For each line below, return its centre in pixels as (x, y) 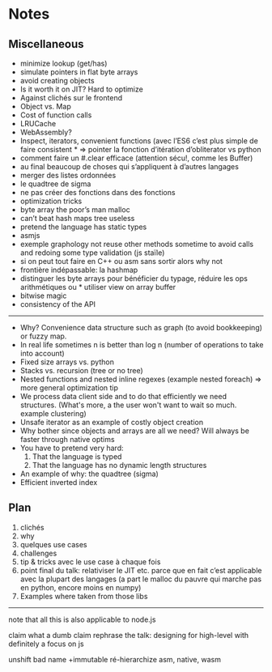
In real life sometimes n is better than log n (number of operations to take (142, 345)
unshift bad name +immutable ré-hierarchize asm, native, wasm (115, 659)
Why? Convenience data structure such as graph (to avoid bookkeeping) (141, 327)
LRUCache (38, 123)
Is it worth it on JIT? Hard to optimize (81, 89)
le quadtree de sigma (55, 184)
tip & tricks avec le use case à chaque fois (90, 561)
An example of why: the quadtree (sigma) (89, 474)
